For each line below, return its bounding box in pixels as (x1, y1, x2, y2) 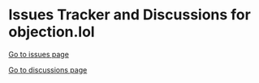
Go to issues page (8, 49, 69, 59)
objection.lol (8, 23, 95, 41)
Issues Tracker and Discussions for (8, 6, 252, 24)
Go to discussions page (8, 64, 88, 74)
